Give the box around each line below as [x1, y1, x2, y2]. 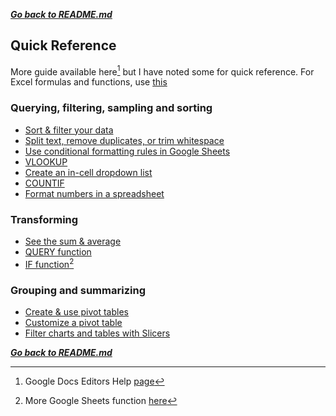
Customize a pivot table [24, 317, 123, 329]
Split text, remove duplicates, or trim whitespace [24, 134, 225, 146]
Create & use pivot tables [24, 306, 129, 318]
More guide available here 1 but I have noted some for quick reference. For [10, 64, 315, 78]
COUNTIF [24, 177, 65, 189]
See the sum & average [24, 235, 122, 248]
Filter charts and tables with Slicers [24, 327, 171, 339]
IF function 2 [24, 257, 75, 270]
